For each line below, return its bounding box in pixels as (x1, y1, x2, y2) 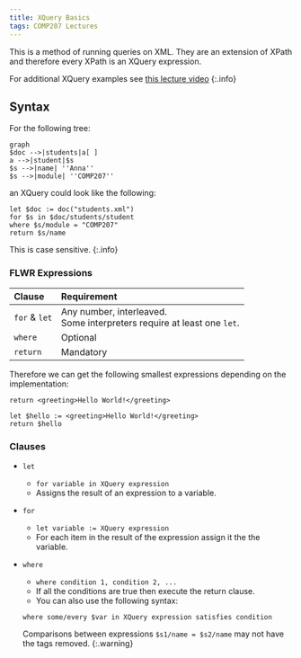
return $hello (9, 419, 63, 428)
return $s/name (9, 228, 66, 238)
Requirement (61, 289, 118, 302)
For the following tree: (9, 123, 91, 134)
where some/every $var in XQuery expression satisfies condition (22, 612, 272, 621)
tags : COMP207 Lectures (9, 22, 99, 31)
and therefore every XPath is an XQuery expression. (9, 56, 202, 67)
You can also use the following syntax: (35, 595, 178, 606)
